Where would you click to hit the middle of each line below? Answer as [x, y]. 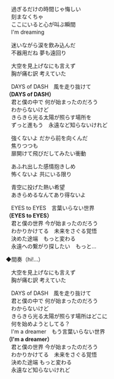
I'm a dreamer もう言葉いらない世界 [58, 331]
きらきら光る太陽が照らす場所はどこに [59, 316]
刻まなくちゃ [27, 17]
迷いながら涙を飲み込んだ [43, 45]
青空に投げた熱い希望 [38, 187]
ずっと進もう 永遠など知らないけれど [59, 125]
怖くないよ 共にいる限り [41, 174]
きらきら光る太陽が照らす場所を [51, 117]
